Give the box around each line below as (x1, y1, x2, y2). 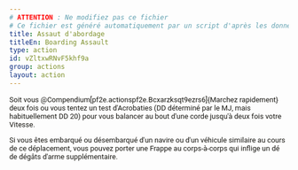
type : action (9, 46, 58, 55)
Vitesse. (9, 120, 35, 129)
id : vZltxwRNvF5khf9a (9, 54, 90, 63)
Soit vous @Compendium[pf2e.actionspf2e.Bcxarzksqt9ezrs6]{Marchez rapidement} (9, 95, 279, 104)
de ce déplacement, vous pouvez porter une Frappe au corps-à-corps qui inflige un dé (9, 143, 280, 153)
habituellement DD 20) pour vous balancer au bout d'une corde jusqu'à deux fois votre (9, 112, 282, 120)
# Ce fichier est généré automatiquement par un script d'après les (9, 21, 268, 30)
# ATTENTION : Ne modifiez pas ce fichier (9, 12, 169, 22)
